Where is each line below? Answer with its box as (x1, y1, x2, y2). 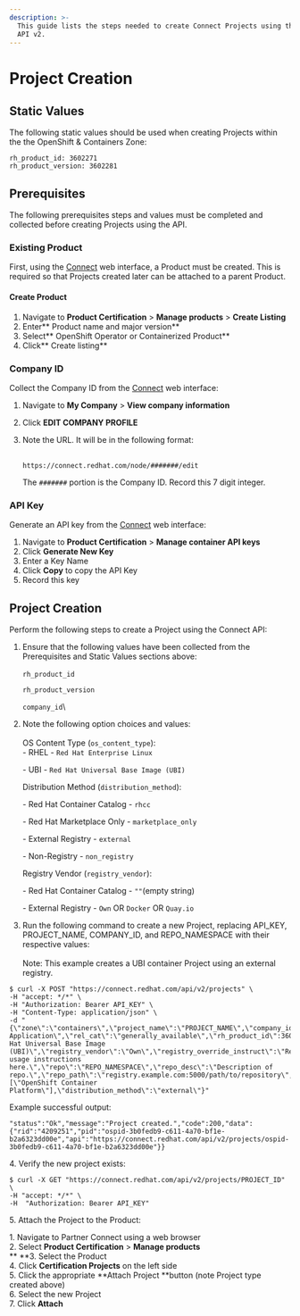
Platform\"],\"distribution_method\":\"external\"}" (9, 1087, 210, 1095)
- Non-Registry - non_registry (21, 851, 134, 862)
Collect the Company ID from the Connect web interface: (9, 382, 219, 393)
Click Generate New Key (21, 546, 114, 557)
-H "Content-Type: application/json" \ (9, 1008, 158, 1018)
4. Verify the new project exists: (9, 1158, 127, 1170)
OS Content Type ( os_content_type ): (21, 737, 156, 748)
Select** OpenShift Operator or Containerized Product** (21, 330, 230, 341)
